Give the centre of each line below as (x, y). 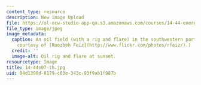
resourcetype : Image (32, 62)
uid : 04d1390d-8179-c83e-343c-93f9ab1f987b (61, 73)
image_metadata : (26, 34)
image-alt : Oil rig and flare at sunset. (64, 56)
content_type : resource (36, 12)
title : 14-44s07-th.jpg (36, 67)
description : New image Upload (45, 17)
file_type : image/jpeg (34, 28)
